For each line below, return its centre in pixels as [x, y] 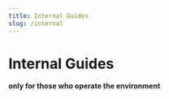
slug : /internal [36, 24]
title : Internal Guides [49, 16]
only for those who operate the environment [84, 86]
